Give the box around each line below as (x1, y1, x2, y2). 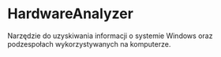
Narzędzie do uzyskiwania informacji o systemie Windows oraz (7, 31, 213, 40)
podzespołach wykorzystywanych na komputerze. (7, 39, 171, 48)
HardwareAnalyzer (7, 5, 133, 23)
